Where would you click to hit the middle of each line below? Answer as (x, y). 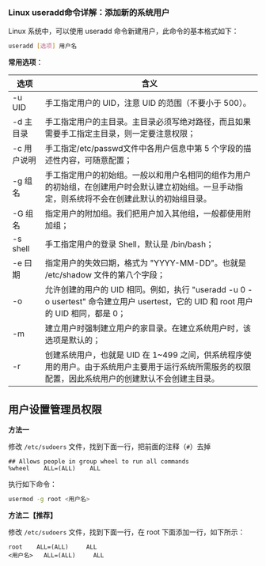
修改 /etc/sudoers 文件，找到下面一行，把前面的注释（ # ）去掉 (110, 446)
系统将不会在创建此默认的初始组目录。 (140, 199)
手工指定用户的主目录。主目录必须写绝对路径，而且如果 (148, 122)
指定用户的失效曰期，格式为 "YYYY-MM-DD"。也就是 (146, 263)
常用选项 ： (26, 62)
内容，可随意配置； (97, 160)
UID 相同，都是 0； (91, 314)
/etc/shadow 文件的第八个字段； (105, 275)
